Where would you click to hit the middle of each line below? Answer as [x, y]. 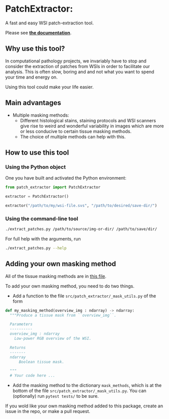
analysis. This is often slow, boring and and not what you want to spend [80, 72]
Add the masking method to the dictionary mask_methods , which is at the [87, 386]
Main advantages [33, 103]
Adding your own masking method [61, 264]
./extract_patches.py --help [36, 248]
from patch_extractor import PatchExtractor [53, 187]
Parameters [21, 324]
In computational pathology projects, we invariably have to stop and [76, 61]
